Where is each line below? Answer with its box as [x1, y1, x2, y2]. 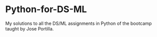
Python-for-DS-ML [5, 4, 87, 15]
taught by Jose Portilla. [5, 25, 54, 31]
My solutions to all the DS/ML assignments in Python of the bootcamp [5, 20, 152, 26]
